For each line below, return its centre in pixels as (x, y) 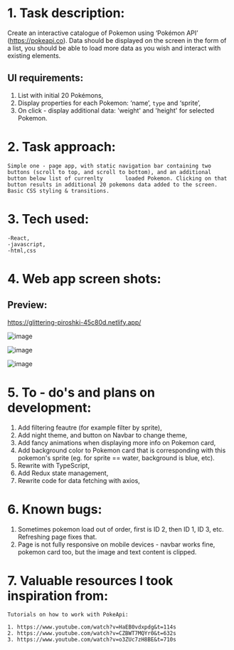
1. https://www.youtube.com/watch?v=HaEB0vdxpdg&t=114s (92, 627)
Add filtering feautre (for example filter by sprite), (90, 427)
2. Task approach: (62, 147)
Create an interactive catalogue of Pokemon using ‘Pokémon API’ (103, 33)
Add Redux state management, (63, 473)
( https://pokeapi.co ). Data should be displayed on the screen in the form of (117, 40)
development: (49, 407)
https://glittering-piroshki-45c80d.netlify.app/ (74, 322)
